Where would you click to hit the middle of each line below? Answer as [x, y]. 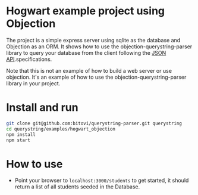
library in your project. [33, 83]
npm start [18, 140]
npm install [21, 134]
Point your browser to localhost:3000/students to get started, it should [102, 181]
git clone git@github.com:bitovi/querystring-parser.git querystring [94, 123]
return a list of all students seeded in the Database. [77, 187]
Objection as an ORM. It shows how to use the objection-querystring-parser [99, 47]
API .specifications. [29, 59]
